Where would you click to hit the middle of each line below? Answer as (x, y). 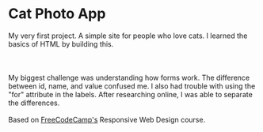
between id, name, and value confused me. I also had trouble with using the (132, 86)
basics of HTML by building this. (61, 43)
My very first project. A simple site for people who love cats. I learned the (128, 36)
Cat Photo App (57, 14)
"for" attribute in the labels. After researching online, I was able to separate (131, 94)
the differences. (34, 103)
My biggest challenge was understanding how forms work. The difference (129, 77)
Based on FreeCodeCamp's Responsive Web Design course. (107, 119)
